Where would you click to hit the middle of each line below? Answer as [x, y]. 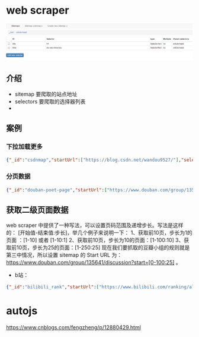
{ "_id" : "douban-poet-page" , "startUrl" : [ [57, 190]
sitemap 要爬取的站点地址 [46, 94]
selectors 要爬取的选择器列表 [50, 101]
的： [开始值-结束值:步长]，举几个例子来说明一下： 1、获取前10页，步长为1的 [99, 233]
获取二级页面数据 [37, 210]
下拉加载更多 [25, 146]
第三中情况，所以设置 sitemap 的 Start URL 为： [64, 255]
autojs [22, 311]
